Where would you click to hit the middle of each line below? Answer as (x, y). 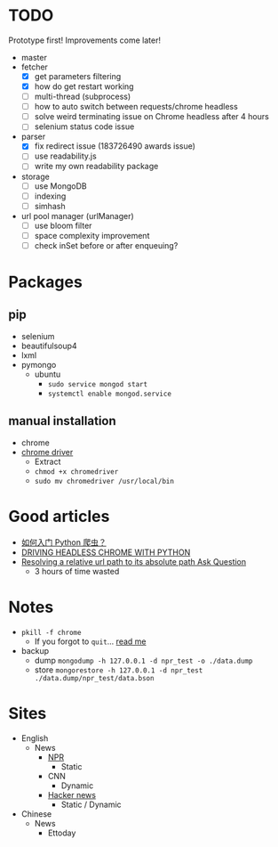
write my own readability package (96, 167)
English (35, 738)
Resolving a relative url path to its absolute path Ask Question (134, 561)
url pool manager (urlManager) (77, 216)
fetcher (34, 67)
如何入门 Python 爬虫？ (64, 542)
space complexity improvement (92, 235)
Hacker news (72, 794)
